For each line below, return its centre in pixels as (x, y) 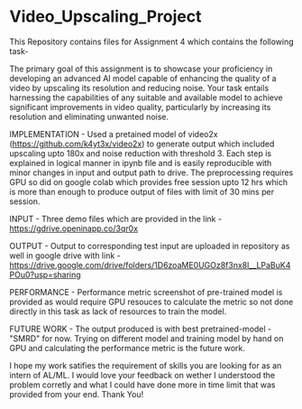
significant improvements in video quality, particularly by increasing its (140, 107)
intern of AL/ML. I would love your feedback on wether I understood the (142, 375)
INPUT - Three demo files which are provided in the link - (116, 218)
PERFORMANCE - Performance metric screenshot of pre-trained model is (146, 292)
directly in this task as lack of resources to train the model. (118, 311)
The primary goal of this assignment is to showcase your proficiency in (141, 69)
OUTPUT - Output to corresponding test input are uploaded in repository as (150, 246)
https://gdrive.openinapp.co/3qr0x (73, 228)
